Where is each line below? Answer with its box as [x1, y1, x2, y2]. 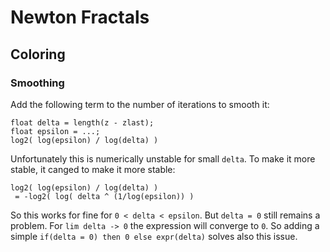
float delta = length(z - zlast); [10, 117, 155, 128]
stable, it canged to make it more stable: [10, 163, 176, 175]
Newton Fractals [10, 6, 150, 29]
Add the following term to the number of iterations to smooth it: [10, 98, 270, 110]
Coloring [10, 46, 66, 63]
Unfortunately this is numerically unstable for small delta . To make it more [10, 152, 316, 165]
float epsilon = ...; [10, 126, 101, 136]
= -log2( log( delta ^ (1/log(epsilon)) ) [14, 191, 195, 201]
